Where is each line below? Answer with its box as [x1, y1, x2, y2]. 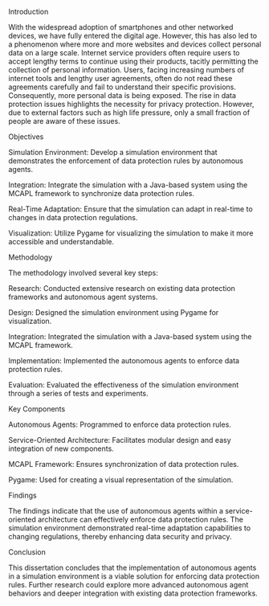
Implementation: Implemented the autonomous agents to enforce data [8, 356, 239, 365]
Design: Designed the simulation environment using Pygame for [8, 308, 219, 317]
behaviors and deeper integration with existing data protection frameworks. [8, 588, 259, 598]
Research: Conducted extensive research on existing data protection [8, 284, 235, 293]
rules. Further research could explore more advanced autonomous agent [8, 580, 249, 589]
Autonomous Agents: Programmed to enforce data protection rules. [8, 420, 231, 429]
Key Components [8, 404, 66, 413]
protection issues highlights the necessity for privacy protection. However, [8, 100, 255, 109]
